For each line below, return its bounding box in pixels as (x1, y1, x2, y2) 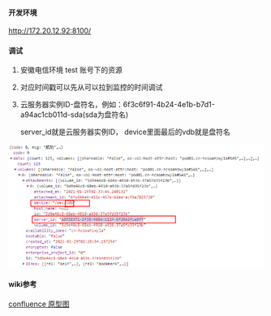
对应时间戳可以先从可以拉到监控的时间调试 (19, 82, 163, 93)
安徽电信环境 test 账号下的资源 (19, 65, 123, 75)
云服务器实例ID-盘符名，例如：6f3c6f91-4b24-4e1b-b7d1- (19, 100, 215, 110)
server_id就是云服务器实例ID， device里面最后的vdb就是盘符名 (19, 127, 231, 137)
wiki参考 (8, 279, 37, 289)
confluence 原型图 (8, 299, 71, 309)
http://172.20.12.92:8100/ (8, 26, 92, 36)
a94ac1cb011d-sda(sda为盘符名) (19, 110, 129, 119)
